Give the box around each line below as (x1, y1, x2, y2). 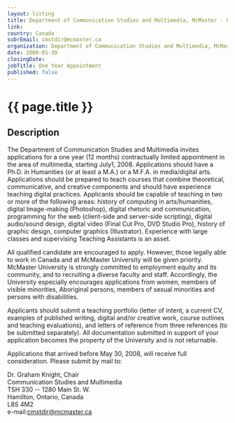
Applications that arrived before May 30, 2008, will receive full (7, 349, 187, 357)
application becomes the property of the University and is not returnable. (7, 336, 218, 344)
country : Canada (7, 29, 55, 37)
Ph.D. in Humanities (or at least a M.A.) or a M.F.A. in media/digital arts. (7, 167, 212, 175)
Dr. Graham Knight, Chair (7, 370, 79, 378)
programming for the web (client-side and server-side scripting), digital (7, 212, 213, 220)
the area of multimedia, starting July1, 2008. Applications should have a (7, 160, 214, 169)
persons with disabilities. (7, 292, 79, 301)
